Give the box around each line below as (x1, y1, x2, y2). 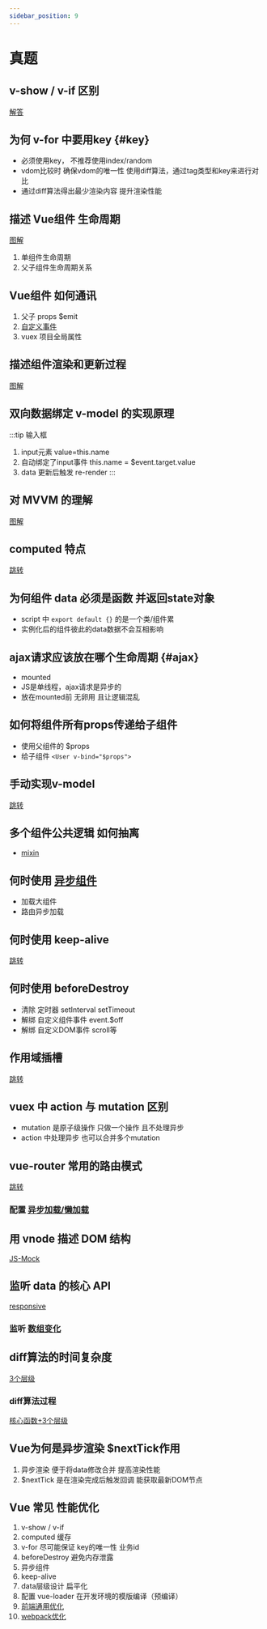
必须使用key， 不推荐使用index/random (20, 155, 153, 166)
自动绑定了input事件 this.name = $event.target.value (20, 457, 197, 466)
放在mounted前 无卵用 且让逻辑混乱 (20, 691, 141, 701)
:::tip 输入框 (9, 430, 48, 440)
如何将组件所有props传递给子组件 (9, 718, 178, 732)
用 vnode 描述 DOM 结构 (9, 1231, 132, 1245)
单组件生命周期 (20, 253, 71, 262)
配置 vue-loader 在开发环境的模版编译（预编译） (20, 1592, 183, 1601)
